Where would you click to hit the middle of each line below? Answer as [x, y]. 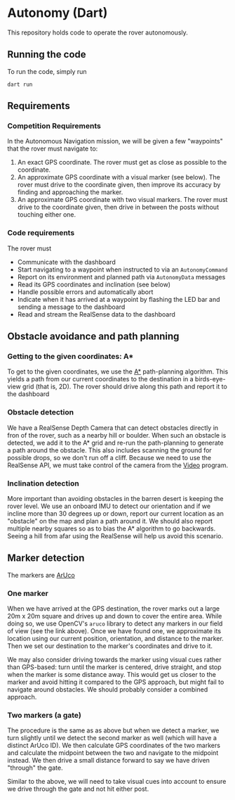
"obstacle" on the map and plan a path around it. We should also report [110, 521]
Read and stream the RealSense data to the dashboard [96, 314]
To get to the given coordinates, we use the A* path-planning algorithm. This [118, 372]
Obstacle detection [41, 412]
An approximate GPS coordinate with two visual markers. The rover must [122, 200]
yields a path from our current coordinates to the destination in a [101, 379]
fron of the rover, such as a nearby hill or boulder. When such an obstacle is [117, 435]
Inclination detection [43, 483]
